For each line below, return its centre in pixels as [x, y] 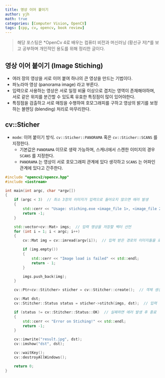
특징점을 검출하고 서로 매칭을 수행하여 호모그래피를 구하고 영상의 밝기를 [80, 103]
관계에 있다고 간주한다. [41, 168]
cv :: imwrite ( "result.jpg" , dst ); [48, 339]
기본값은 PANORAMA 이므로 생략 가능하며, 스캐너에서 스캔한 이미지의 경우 [87, 149]
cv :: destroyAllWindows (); [41, 357]
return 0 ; [24, 366]
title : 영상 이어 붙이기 [27, 10]
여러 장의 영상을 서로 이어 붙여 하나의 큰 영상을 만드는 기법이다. [72, 78]
